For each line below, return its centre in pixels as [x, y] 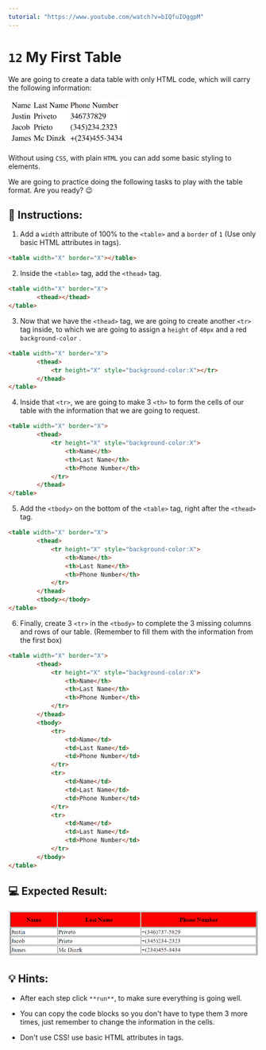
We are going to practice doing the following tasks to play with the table [126, 181]
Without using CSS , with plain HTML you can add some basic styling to [120, 157]
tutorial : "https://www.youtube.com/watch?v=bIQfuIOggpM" [106, 17]
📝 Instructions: [46, 215]
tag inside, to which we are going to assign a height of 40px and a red [133, 329]
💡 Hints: [29, 979]
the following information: [50, 87]
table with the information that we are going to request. [110, 410]
